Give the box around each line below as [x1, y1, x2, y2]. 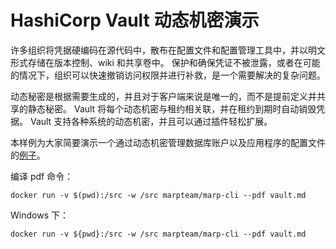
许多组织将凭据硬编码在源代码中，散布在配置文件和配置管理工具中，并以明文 [10, 44, 326, 56]
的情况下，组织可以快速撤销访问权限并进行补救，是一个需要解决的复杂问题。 [10, 69, 326, 81]
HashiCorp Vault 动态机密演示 [10, 9, 260, 32]
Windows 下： [10, 209, 69, 221]
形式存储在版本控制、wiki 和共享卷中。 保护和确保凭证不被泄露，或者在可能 [10, 56, 321, 68]
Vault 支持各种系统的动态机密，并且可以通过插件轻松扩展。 [29, 115, 273, 127]
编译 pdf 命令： [10, 170, 74, 182]
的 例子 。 [10, 149, 46, 161]
